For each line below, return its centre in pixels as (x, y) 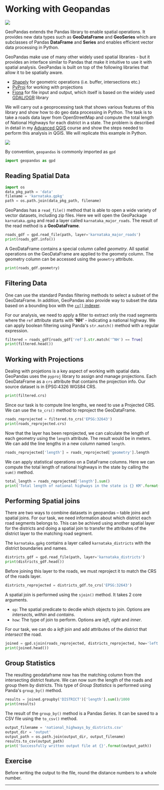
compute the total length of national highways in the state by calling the (77, 467)
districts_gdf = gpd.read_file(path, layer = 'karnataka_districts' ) (75, 557)
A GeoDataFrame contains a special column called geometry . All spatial (77, 249)
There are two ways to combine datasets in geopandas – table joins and (77, 513)
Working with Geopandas (58, 9)
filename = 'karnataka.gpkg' (35, 196)
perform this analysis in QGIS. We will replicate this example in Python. (76, 133)
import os (15, 187)
